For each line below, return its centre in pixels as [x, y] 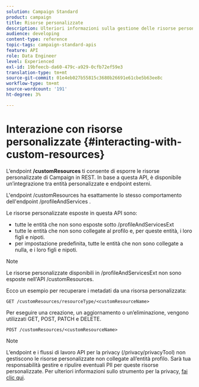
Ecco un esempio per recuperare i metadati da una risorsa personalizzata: [96, 290]
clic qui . [16, 377]
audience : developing [33, 34]
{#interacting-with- [133, 142]
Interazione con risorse [65, 129]
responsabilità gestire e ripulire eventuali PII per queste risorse [82, 365]
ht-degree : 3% [24, 95]
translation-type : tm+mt [37, 73]
